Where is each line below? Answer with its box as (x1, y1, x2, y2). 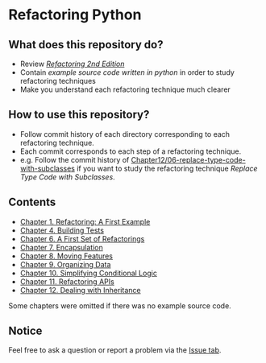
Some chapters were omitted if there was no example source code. (8, 300, 231, 311)
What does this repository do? (8, 38, 164, 52)
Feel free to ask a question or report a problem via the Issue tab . (8, 345, 222, 355)
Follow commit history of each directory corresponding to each (19, 129, 231, 138)
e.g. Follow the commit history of (19, 155, 130, 164)
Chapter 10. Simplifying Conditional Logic (19, 268, 157, 278)
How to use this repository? (8, 108, 150, 122)
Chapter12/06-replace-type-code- (131, 155, 246, 164)
